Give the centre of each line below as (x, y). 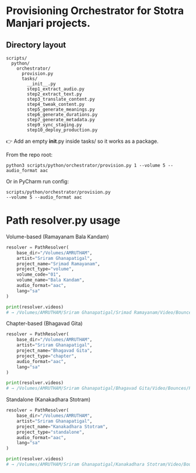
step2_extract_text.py (55, 94)
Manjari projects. (48, 23)
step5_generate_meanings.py (61, 109)
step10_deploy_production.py (62, 130)
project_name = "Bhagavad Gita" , (55, 351)
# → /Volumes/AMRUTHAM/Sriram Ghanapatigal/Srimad (69, 312)
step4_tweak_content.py (56, 104)
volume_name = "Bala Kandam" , (50, 280)
